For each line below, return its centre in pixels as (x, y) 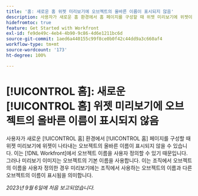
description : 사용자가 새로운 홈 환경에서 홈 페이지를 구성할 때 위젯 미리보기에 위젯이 (99, 17)
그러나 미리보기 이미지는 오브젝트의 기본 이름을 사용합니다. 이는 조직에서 (89, 160)
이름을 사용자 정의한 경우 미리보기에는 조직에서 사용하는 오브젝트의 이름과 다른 (102, 168)
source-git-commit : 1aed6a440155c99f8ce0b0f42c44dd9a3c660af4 (84, 39)
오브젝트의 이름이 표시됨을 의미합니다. (50, 175)
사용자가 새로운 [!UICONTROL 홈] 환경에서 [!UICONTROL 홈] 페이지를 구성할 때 (98, 138)
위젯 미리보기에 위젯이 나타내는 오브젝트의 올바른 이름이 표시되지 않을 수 (89, 145)
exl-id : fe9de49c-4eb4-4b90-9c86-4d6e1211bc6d (64, 34)
